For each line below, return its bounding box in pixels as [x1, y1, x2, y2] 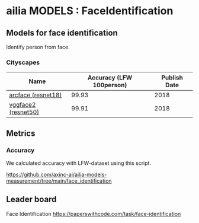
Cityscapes [6, 58, 40, 66]
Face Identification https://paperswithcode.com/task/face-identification [6, 210, 181, 217]
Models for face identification [6, 28, 118, 38]
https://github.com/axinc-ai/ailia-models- [6, 171, 107, 178]
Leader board [6, 195, 57, 205]
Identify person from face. [6, 43, 70, 50]
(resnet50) [9, 108, 40, 116]
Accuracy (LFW [87, 74, 133, 82]
